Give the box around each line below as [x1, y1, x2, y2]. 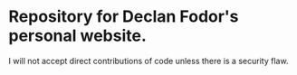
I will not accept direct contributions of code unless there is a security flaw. [8, 55, 289, 66]
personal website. [8, 25, 147, 46]
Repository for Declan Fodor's [8, 6, 239, 27]
